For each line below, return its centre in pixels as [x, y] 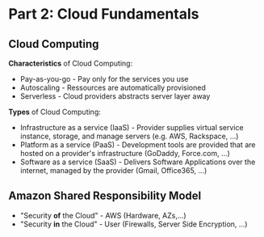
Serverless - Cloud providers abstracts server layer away [115, 96]
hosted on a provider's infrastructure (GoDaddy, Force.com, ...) [125, 153]
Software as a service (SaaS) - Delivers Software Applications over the [138, 162]
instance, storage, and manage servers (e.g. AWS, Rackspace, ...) [129, 136]
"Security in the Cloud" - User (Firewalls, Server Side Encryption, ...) [134, 224]
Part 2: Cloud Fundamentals [104, 14]
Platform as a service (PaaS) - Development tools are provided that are [138, 145]
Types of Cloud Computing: [54, 112]
